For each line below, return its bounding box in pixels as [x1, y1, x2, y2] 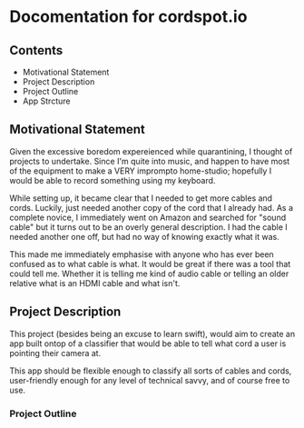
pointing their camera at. [9, 347, 102, 358]
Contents [9, 43, 64, 58]
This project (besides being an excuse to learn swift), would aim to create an [9, 328, 296, 339]
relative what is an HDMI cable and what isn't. [9, 277, 181, 288]
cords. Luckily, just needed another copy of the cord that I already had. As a [9, 202, 293, 213]
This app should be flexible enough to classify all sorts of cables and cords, [9, 365, 292, 376]
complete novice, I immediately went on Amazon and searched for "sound [9, 212, 287, 223]
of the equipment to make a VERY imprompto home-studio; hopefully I [9, 165, 272, 176]
